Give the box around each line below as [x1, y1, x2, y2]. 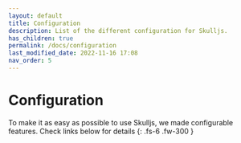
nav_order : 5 [8, 57, 52, 65]
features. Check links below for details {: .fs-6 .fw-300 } [8, 126, 194, 136]
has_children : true [8, 34, 74, 43]
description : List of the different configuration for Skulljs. [8, 27, 228, 35]
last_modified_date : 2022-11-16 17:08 [8, 49, 138, 57]
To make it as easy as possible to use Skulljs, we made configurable [8, 117, 234, 127]
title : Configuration [8, 19, 81, 27]
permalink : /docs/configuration [8, 42, 116, 50]
